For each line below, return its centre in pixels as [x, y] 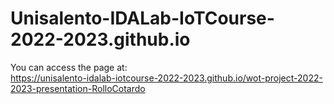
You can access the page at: [69, 67]
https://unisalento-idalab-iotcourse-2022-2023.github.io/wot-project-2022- [166, 78]
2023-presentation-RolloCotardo [78, 88]
